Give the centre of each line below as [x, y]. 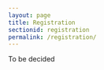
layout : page [30, 15]
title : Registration [42, 23]
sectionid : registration [49, 30]
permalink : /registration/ [52, 37]
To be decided [32, 59]
